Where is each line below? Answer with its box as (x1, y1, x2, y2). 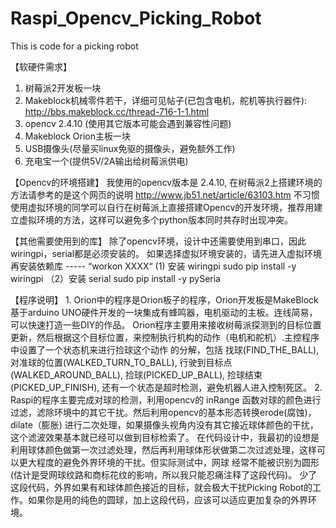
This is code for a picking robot (10, 40, 139, 52)
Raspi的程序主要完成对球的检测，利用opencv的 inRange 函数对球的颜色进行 (10, 393, 322, 406)
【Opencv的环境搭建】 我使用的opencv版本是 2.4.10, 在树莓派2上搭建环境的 (10, 176, 323, 188)
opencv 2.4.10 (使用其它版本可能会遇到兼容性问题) (24, 117, 232, 129)
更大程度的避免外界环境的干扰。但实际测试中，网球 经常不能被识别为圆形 (18, 456, 320, 468)
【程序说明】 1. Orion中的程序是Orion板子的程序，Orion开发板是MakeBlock (10, 293, 319, 306)
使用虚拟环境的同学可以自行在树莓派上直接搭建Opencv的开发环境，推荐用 (10, 201, 315, 213)
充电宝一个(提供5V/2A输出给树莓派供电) (24, 155, 189, 167)
